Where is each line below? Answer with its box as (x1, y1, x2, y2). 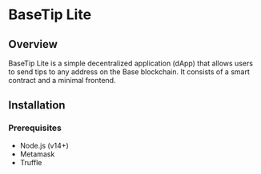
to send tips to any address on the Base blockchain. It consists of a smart (8, 67, 250, 77)
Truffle (19, 157, 42, 167)
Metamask (19, 149, 55, 159)
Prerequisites (8, 122, 62, 133)
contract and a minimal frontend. (8, 76, 116, 85)
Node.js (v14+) (19, 140, 70, 150)
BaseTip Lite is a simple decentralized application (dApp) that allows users (8, 58, 254, 68)
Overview (8, 38, 58, 51)
